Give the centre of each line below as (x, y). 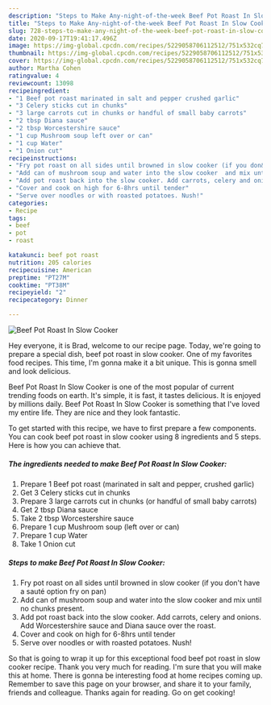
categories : (28, 203)
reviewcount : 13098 (41, 83)
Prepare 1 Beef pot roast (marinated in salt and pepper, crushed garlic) (137, 483)
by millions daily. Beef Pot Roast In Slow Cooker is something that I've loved (134, 404)
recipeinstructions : (43, 158)
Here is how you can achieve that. (65, 445)
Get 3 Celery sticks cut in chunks (75, 492)
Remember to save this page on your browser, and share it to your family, (130, 684)
